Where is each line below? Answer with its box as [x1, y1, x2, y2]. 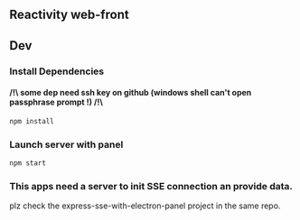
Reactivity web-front [9, 7, 129, 23]
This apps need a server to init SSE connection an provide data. [9, 179, 294, 192]
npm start [9, 159, 47, 168]
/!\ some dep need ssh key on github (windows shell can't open [9, 87, 252, 98]
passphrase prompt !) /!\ [9, 96, 104, 107]
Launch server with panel [9, 138, 124, 151]
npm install [9, 116, 54, 125]
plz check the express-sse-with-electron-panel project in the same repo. [9, 200, 281, 211]
